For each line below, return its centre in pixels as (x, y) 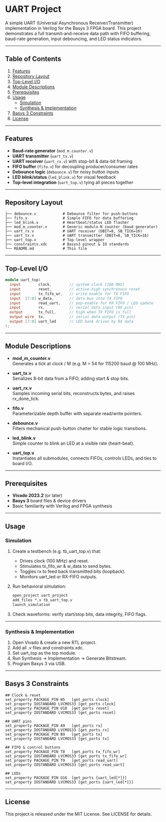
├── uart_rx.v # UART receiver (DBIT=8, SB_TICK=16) (74, 231)
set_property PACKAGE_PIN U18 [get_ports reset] (57, 708)
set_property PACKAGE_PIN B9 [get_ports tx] (54, 734)
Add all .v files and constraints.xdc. (48, 648)
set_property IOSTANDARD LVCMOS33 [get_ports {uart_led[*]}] (69, 782)
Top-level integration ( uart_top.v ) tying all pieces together (73, 182)
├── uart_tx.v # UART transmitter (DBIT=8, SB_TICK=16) (77, 236)
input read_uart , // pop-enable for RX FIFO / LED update (82, 303)
